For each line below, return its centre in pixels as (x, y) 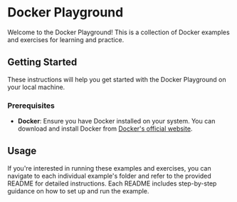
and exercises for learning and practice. (66, 39)
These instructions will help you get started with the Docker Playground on (117, 79)
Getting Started (42, 62)
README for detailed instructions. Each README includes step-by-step (112, 183)
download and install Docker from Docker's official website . (105, 128)
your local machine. (36, 87)
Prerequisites (31, 106)
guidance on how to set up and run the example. (78, 191)
